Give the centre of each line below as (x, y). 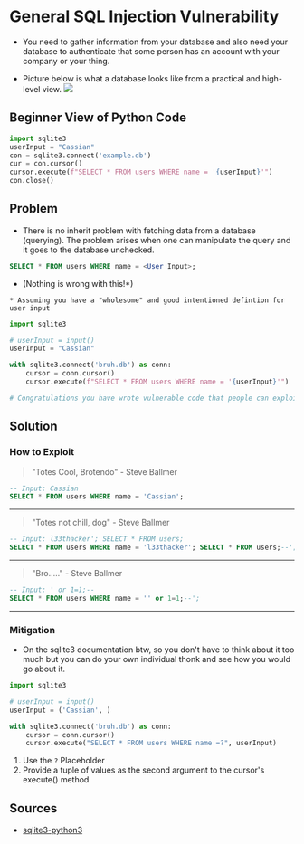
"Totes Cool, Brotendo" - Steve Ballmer (104, 471)
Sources (33, 808)
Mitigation (33, 630)
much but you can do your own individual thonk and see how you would (157, 659)
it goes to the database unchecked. (89, 250)
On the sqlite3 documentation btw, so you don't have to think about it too (158, 650)
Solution (33, 427)
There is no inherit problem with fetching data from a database (139, 230)
